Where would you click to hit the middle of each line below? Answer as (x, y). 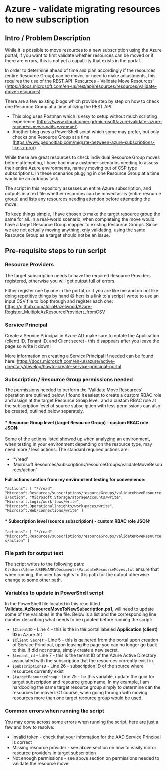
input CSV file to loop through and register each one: (59, 301)
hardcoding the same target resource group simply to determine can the (86, 687)
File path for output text (34, 553)
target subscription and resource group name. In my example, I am (81, 682)
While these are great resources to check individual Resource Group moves (83, 157)
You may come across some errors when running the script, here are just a (82, 722)
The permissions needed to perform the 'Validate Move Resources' (74, 390)
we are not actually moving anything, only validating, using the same (75, 230)
